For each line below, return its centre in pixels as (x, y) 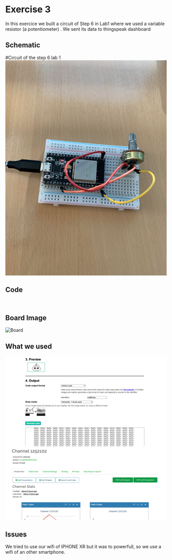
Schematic (23, 45)
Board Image (26, 318)
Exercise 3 (28, 9)
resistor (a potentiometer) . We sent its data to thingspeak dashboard (78, 29)
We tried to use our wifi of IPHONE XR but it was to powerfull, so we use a (83, 546)
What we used (29, 346)
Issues (16, 534)
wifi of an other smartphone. (35, 552)
